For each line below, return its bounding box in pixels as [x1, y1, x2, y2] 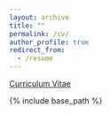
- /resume [17, 54, 53, 63]
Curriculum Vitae [9, 79, 71, 88]
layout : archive [9, 12, 69, 22]
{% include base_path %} [9, 96, 103, 106]
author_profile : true [9, 37, 90, 47]
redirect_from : [9, 46, 66, 55]
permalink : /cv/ [9, 29, 69, 38]
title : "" [9, 21, 46, 30]
